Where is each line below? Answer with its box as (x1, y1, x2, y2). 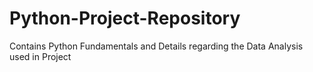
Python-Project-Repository (9, 7, 241, 30)
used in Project (9, 50, 72, 62)
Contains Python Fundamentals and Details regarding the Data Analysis (9, 40, 304, 52)
